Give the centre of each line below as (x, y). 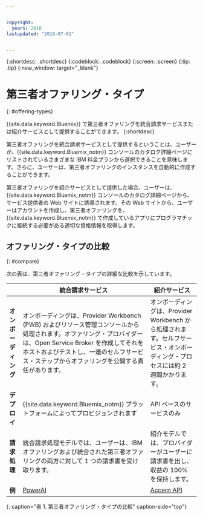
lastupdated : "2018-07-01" (40, 34)
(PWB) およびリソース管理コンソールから (81, 325)
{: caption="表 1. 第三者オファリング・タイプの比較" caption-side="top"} (97, 507)
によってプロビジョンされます (95, 414)
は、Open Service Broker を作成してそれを (83, 343)
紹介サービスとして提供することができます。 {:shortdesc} (83, 131)
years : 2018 (27, 28)
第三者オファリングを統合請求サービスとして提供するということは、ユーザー (101, 144)
